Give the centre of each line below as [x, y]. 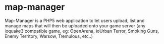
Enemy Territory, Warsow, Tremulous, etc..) [49, 36]
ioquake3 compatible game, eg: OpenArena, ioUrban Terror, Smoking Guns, [82, 31]
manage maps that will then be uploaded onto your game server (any [75, 25]
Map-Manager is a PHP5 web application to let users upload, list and [75, 21]
